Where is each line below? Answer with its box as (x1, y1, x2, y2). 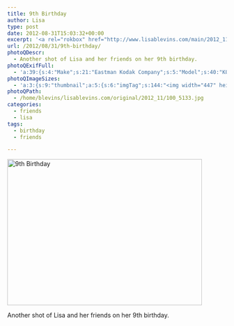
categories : (7, 101, 42, 108)
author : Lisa (7, 17, 45, 24)
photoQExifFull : (7, 62, 54, 69)
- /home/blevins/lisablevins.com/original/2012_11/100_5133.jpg (13, 95, 204, 102)
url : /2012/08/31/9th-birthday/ (7, 43, 101, 50)
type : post (7, 23, 39, 30)
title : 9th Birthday (7, 10, 68, 17)
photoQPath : (7, 88, 42, 95)
